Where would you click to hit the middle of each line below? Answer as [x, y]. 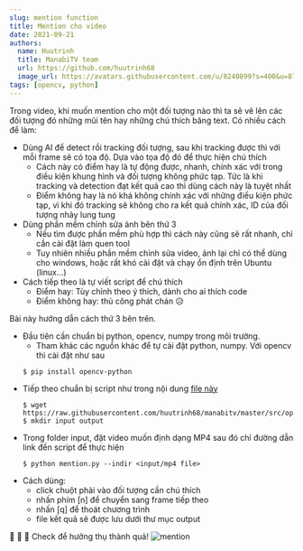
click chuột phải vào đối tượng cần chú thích [118, 490]
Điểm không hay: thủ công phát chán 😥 [110, 301]
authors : [26, 43]
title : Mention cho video [58, 26]
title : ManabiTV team [58, 60]
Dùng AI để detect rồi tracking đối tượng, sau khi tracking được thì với [151, 147]
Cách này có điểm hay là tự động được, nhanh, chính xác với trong [159, 166]
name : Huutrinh [46, 51]
